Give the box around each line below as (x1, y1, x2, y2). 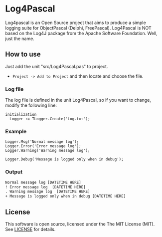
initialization (5, 112, 37, 117)
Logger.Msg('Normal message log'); (5, 139, 79, 144)
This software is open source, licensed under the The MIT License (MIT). (5, 221, 155, 227)
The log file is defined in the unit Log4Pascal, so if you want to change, (5, 97, 151, 103)
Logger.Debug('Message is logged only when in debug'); (5, 157, 124, 162)
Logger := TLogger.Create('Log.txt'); (9, 116, 91, 122)
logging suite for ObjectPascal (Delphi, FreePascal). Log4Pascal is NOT (5, 25, 152, 31)
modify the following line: (5, 102, 57, 108)
